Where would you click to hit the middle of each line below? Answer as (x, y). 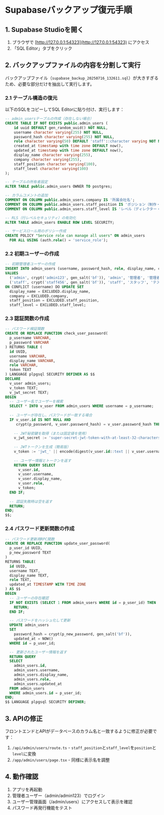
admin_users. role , (32, 679)
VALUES (12, 273)
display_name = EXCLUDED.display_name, (50, 291)
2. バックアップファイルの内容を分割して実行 (73, 65)
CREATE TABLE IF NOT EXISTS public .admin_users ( (57, 123)
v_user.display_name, (40, 479)
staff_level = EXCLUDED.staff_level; (48, 305)
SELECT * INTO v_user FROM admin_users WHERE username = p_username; (82, 406)
